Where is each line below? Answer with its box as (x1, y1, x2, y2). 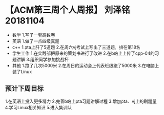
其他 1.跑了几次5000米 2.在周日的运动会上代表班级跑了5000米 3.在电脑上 (12, 62, 159, 69)
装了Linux (12, 69, 32, 74)
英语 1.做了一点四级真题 (12, 38, 60, 44)
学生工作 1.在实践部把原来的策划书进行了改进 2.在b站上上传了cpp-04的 (12, 50, 155, 56)
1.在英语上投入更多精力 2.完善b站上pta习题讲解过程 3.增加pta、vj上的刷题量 (5, 98, 157, 104)
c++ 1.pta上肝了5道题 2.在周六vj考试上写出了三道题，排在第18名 (12, 44, 141, 50)
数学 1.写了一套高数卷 (12, 32, 55, 38)
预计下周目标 (5, 84, 44, 93)
